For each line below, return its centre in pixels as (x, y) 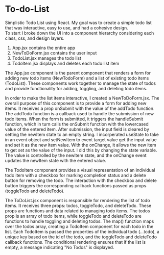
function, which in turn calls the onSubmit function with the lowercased (77, 124)
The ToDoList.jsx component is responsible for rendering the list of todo (78, 200)
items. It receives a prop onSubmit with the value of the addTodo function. (80, 108)
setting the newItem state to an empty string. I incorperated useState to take (82, 134)
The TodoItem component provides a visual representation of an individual (80, 170)
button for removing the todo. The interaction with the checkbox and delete (81, 180)
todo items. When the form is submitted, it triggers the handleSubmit (74, 119)
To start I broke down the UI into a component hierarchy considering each (80, 33)
